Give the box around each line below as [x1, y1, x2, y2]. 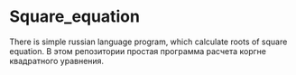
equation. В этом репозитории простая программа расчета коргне [9, 45, 266, 56]
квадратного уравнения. [9, 55, 105, 66]
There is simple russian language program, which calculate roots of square [9, 36, 288, 47]
